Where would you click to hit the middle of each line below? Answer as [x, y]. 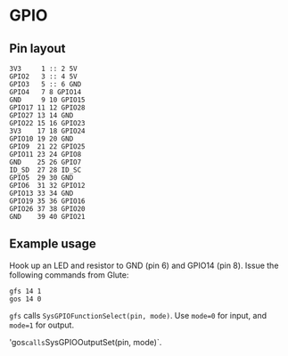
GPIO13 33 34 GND [41, 193]
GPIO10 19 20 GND [41, 139]
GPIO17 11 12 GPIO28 [48, 108]
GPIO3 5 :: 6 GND [45, 85]
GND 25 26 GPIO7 [45, 162]
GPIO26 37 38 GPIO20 [48, 209]
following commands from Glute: [69, 275]
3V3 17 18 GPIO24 [48, 131]
